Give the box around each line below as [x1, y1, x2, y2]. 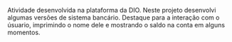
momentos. [7, 28, 41, 36]
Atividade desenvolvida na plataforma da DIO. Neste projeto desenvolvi [7, 6, 216, 14]
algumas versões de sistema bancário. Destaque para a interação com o [7, 13, 220, 22]
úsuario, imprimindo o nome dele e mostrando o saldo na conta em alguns [7, 21, 226, 29]
